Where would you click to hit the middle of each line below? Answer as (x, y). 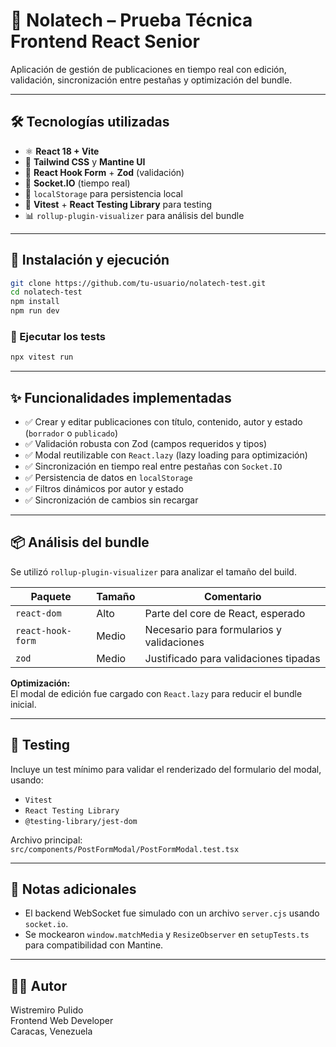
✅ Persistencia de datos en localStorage (108, 478)
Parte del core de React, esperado (225, 613)
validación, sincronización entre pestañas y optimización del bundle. (151, 80)
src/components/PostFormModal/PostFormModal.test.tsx (125, 849)
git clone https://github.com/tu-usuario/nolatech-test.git (138, 283)
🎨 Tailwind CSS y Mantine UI (85, 161)
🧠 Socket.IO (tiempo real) (77, 183)
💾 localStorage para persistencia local (103, 193)
